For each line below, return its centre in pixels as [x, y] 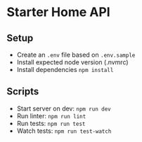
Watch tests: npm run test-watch [64, 131]
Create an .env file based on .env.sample [76, 55]
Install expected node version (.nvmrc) [72, 62]
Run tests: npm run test [51, 123]
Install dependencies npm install [65, 70]
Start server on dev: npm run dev [64, 108]
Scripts [23, 92]
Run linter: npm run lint [51, 115]
